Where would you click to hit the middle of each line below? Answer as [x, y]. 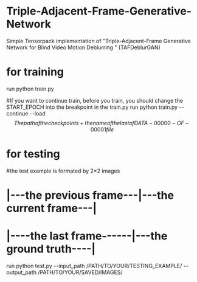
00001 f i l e [102, 129]
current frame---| [52, 208]
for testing [33, 154]
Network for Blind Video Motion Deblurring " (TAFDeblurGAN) [84, 47]
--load [37, 113]
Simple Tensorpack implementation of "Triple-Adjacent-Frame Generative [99, 41]
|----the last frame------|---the [87, 236]
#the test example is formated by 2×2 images [63, 171]
